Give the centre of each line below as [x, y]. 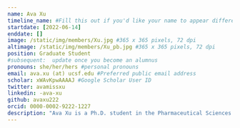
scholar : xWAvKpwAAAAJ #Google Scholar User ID [80, 80]
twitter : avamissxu [36, 87]
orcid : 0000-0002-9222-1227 [49, 107]
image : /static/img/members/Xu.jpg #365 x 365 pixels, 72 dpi [102, 41]
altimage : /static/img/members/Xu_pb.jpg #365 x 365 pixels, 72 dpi [111, 47]
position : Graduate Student [49, 54]
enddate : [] [25, 34]
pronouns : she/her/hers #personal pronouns [73, 67]
